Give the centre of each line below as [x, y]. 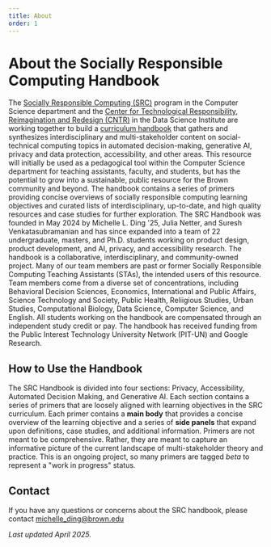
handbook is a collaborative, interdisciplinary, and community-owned [123, 257]
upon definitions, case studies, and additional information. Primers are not [131, 431]
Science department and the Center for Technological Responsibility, [123, 112]
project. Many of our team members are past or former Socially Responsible [135, 266]
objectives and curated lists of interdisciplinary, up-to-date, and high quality [135, 206]
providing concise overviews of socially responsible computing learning [128, 197]
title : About [30, 16]
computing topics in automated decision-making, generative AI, [146, 145]
